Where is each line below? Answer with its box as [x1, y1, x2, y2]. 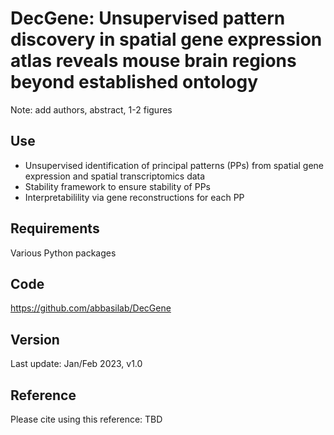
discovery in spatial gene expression [10, 28, 323, 51]
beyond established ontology [10, 71, 259, 94]
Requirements [10, 220, 100, 237]
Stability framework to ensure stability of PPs [24, 180, 211, 192]
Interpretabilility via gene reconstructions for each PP [24, 191, 245, 203]
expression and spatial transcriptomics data [24, 170, 206, 182]
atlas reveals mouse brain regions [10, 50, 297, 72]
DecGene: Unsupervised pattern [10, 7, 286, 30]
